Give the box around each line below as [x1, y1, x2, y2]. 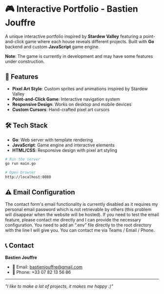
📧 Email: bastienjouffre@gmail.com [12, 264, 83, 269]
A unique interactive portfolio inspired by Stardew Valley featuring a [5, 33, 143, 39]
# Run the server [5, 157, 41, 162]
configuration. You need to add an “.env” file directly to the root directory [5, 222, 152, 228]
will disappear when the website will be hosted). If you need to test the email [5, 211, 159, 218]
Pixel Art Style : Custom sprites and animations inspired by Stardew [12, 86, 148, 92]
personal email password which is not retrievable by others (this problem [5, 206, 152, 212]
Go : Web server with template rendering [12, 137, 93, 143]
